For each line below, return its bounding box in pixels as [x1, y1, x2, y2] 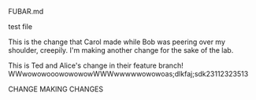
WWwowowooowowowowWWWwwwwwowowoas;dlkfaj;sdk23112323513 [8, 69, 249, 78]
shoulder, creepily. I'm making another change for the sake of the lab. [8, 46, 234, 54]
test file [8, 22, 33, 31]
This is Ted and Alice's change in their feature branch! [8, 61, 184, 70]
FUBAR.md [8, 7, 44, 16]
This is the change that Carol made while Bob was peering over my [8, 37, 226, 46]
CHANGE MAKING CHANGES [8, 84, 104, 94]
